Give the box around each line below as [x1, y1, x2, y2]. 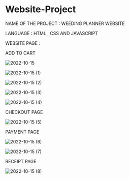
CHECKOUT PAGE [5, 109, 43, 115]
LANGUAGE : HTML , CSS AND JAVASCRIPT [5, 30, 98, 36]
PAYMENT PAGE [5, 129, 40, 135]
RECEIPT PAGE [5, 158, 37, 164]
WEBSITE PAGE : [5, 40, 41, 46]
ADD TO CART [5, 50, 36, 56]
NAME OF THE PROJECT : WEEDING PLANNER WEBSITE [5, 20, 125, 26]
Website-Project [5, 4, 76, 15]
